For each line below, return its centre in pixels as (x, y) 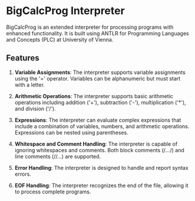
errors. (23, 174)
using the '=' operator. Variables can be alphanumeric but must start (97, 78)
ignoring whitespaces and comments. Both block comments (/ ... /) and (99, 150)
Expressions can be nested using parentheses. (71, 132)
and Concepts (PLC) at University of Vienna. (60, 39)
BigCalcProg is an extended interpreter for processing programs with (90, 27)
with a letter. (30, 85)
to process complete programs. (53, 192)
